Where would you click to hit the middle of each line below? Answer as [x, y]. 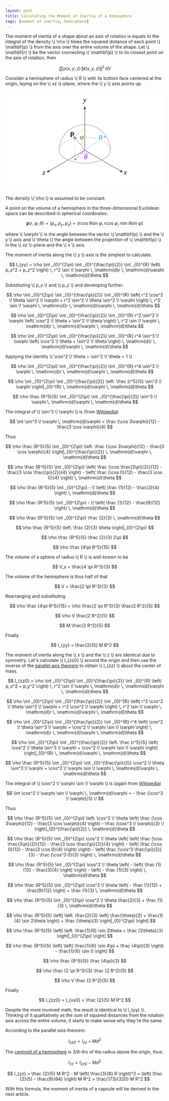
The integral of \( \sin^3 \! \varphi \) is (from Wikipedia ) [62, 411]
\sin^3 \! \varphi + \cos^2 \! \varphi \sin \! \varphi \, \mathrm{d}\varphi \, [85, 768]
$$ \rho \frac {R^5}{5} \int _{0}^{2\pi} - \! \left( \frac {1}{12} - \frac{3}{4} [85, 487]
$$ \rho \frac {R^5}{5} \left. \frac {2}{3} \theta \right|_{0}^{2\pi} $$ [85, 528]
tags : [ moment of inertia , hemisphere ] [47, 21]
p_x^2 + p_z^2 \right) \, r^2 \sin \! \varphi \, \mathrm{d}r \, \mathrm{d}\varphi [85, 270]
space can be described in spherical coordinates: [57, 213]
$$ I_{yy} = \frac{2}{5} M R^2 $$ [85, 645]
